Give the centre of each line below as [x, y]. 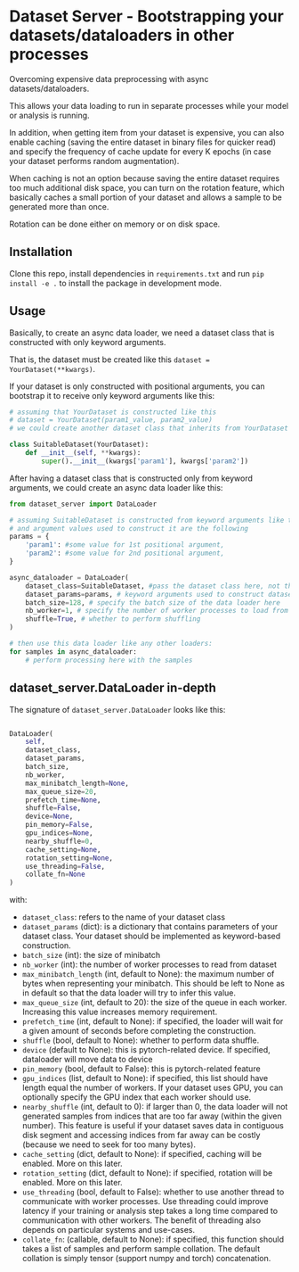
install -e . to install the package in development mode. [116, 283]
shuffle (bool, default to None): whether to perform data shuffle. [141, 1040]
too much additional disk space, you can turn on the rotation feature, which [147, 187]
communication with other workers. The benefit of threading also [141, 1220]
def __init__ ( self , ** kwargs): [83, 453]
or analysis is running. [50, 115]
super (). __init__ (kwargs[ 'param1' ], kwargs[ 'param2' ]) [145, 461]
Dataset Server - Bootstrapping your [147, 17]
